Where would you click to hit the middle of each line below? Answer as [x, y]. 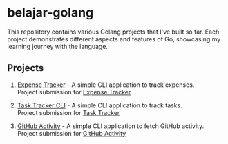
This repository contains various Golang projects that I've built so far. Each [113, 32]
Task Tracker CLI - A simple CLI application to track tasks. [100, 105]
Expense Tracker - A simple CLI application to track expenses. [106, 85]
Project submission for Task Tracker [68, 112]
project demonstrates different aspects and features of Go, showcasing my [114, 39]
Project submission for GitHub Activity [72, 133]
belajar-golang [50, 13]
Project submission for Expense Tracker [74, 92]
